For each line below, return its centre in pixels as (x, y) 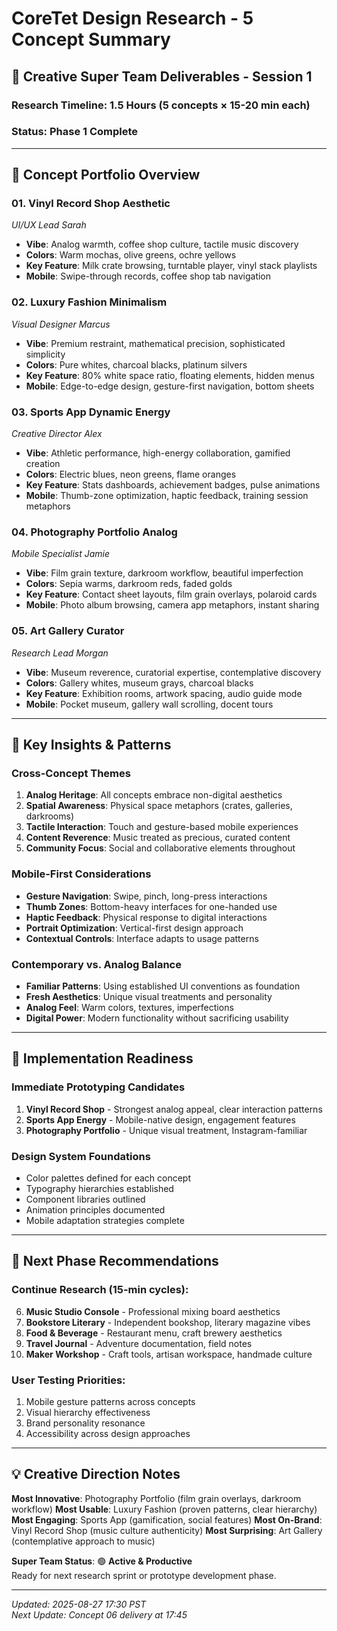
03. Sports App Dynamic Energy (91, 412)
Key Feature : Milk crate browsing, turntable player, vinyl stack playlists (171, 266)
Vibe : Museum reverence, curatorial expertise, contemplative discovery (173, 672)
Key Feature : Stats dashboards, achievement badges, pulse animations (173, 485)
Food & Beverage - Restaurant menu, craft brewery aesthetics (154, 1333)
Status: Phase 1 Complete (75, 132)
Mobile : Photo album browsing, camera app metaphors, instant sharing (172, 605)
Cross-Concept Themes (71, 773)
